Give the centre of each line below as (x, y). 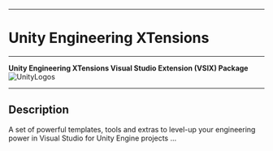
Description (39, 110)
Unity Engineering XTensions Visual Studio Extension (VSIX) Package (128, 68)
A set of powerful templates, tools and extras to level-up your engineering (132, 129)
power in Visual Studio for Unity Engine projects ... (93, 138)
